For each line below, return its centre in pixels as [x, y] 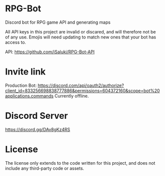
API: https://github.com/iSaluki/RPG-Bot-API [50, 52]
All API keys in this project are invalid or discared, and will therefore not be [81, 32]
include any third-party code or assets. [45, 168]
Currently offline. [72, 96]
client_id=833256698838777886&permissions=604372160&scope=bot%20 [82, 90]
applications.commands [29, 96]
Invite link [25, 72]
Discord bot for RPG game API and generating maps [58, 22]
